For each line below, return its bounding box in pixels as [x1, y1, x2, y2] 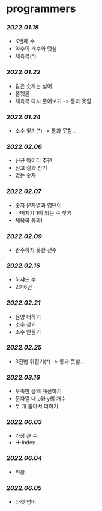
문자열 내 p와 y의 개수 [14, 395, 67, 402]
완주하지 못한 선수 [14, 246, 57, 253]
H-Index [14, 439, 35, 446]
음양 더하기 [14, 313, 41, 320]
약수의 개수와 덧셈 [14, 45, 57, 52]
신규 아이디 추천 [14, 157, 52, 164]
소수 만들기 [14, 328, 41, 335]
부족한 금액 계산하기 [14, 387, 62, 395]
